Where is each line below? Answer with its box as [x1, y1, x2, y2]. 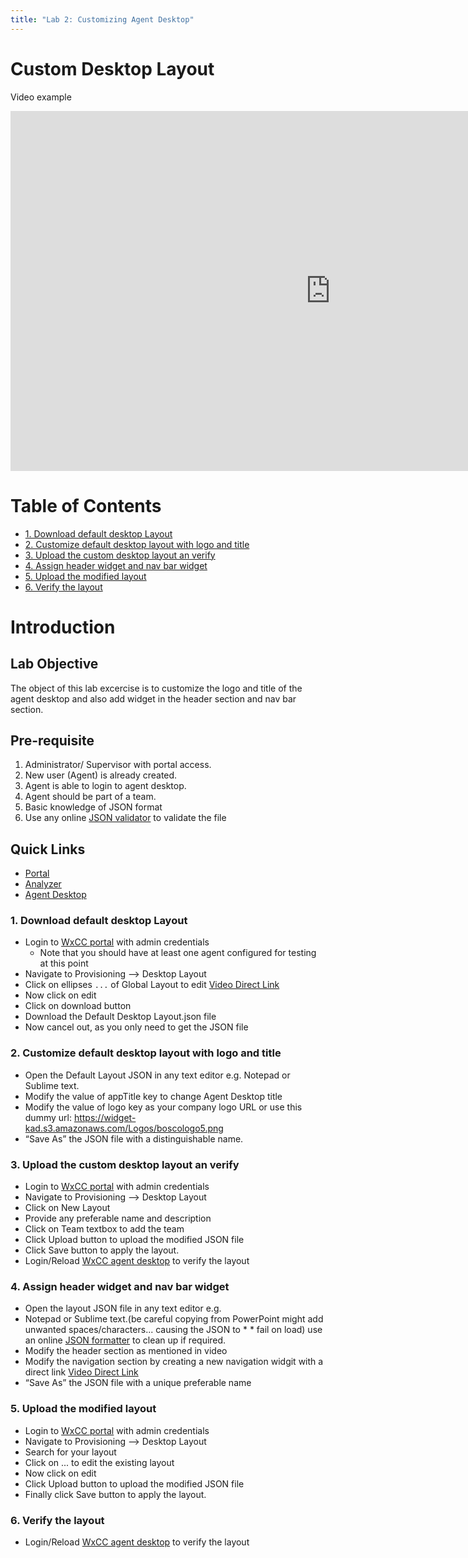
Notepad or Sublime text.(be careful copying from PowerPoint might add [24, 1313, 324, 1325]
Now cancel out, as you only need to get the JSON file [24, 1021, 249, 1033]
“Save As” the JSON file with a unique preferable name [24, 1377, 252, 1389]
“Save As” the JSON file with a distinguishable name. [24, 1132, 244, 1145]
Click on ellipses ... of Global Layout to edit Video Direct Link [24, 979, 280, 991]
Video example [10, 91, 72, 103]
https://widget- [73, 1111, 137, 1123]
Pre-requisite [10, 732, 95, 749]
